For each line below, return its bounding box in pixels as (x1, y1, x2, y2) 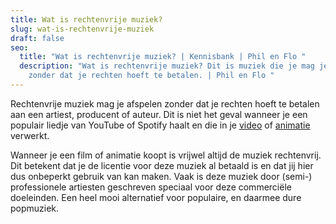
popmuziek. (10, 202, 60, 214)
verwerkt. (10, 129, 50, 141)
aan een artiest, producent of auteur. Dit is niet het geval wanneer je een (10, 108, 308, 120)
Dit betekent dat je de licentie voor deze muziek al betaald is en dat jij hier (10, 159, 314, 171)
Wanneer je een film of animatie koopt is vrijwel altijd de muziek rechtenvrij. (10, 149, 322, 161)
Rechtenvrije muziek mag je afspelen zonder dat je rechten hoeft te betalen (10, 97, 320, 110)
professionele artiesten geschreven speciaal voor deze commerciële (10, 181, 292, 193)
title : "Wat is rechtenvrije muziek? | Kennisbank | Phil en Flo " (19, 52, 307, 62)
